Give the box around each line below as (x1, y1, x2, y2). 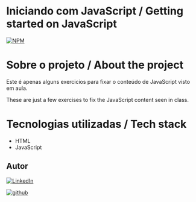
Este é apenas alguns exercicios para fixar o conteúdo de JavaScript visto (6, 78, 191, 85)
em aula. (6, 84, 28, 92)
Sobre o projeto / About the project (6, 58, 184, 72)
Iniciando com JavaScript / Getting (6, 4, 184, 18)
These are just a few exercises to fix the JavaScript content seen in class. (6, 96, 189, 103)
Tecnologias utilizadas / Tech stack (6, 118, 187, 131)
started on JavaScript (6, 17, 118, 31)
